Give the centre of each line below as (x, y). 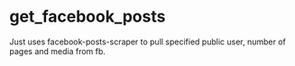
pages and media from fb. (58, 51)
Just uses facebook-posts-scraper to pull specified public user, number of (148, 42)
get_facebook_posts (88, 17)
